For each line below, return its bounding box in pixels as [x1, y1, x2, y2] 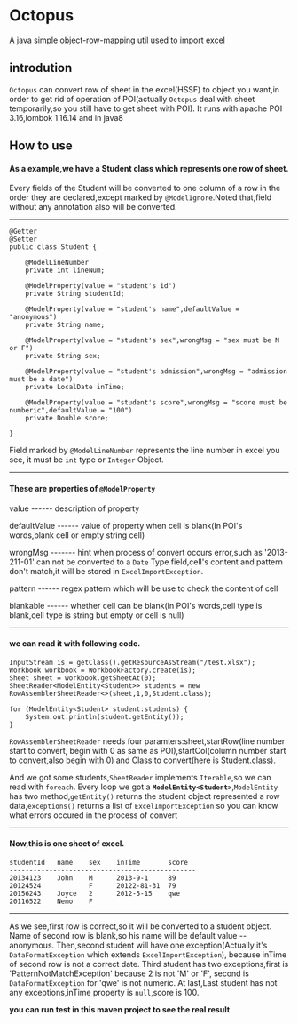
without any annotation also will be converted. [9, 202, 177, 212]
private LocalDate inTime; [25, 383, 125, 392]
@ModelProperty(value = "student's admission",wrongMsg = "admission [25, 367, 288, 376]
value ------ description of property [9, 503, 140, 514]
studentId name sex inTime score [9, 858, 189, 867]
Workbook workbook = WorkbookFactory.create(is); [9, 666, 197, 675]
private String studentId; [25, 290, 125, 299]
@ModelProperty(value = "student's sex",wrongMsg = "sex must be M [25, 336, 279, 345]
